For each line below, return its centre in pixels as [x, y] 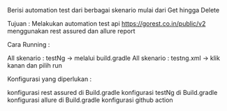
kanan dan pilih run [35, 65]
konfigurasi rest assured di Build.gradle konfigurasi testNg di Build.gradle [112, 92]
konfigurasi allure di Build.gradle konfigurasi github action [90, 100]
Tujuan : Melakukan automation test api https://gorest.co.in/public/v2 [107, 23]
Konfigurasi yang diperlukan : [50, 79]
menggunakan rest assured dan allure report [71, 31]
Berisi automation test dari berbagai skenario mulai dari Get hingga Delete [113, 10]
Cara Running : [29, 44]
